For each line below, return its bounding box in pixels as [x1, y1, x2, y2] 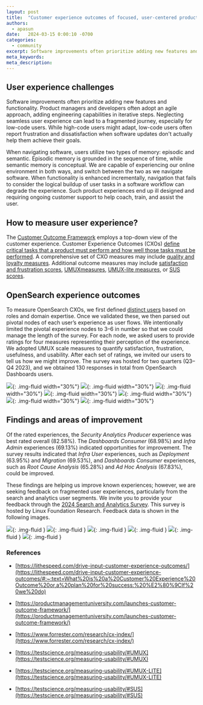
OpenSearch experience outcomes [6, 290, 140, 300]
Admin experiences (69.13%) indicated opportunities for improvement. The [6, 444, 192, 451]
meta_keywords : [6, 54, 45, 60]
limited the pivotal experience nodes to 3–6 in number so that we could [6, 325, 183, 332]
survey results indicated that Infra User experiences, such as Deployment [6, 450, 189, 458]
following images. [6, 513, 50, 521]
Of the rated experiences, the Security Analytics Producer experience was [6, 431, 192, 438]
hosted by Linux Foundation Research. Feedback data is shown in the [6, 507, 179, 514]
